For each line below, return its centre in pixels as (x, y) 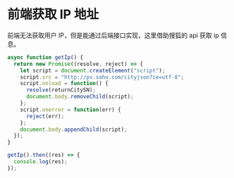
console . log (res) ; (41, 162)
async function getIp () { (45, 57)
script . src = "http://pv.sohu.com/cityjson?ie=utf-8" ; (102, 77)
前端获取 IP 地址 (53, 14)
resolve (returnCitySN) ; (61, 90)
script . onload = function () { (64, 84)
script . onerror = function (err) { (70, 110)
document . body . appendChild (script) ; (74, 129)
